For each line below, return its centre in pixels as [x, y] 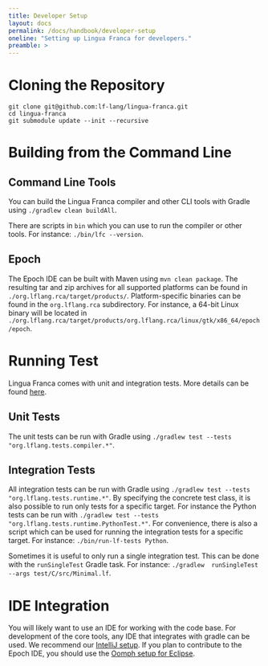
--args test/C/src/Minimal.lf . [60, 573]
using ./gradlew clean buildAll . [63, 210]
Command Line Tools [62, 182]
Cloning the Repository [87, 86]
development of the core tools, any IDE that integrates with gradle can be [129, 636]
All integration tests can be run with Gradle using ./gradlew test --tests [129, 489]
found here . [27, 391]
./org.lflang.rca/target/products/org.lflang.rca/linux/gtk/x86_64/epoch [134, 321]
